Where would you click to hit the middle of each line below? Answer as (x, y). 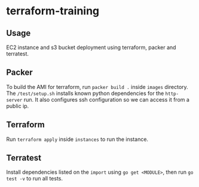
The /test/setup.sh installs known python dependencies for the (85, 93)
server (14, 100)
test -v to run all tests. (35, 179)
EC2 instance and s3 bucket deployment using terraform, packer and (91, 47)
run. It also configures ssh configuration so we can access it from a (107, 99)
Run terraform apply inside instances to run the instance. (77, 139)
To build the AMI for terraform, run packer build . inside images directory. (97, 87)
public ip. (18, 106)
